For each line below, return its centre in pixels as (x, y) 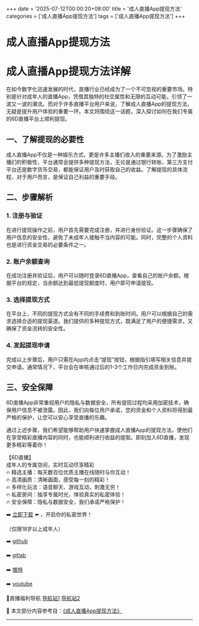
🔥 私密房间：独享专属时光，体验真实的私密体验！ (66, 494)
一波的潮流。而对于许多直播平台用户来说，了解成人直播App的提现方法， (104, 104)
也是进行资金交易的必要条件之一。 (48, 244)
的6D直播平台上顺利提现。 (38, 119)
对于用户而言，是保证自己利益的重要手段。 (68, 177)
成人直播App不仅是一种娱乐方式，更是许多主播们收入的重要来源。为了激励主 (99, 154)
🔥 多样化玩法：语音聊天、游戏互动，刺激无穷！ (63, 487)
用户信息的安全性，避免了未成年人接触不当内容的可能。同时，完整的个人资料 (99, 237)
